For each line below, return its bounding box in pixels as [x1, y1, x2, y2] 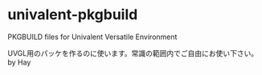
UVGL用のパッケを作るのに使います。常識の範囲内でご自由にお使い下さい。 [7, 48, 259, 57]
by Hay [7, 57, 31, 67]
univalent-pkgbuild [7, 6, 138, 24]
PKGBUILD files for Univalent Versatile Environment [7, 32, 178, 41]
